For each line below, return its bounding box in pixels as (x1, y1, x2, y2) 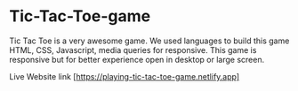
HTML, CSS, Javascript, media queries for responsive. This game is (9, 44, 257, 55)
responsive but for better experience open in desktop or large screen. (9, 54, 265, 64)
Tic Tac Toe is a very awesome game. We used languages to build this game (9, 35, 290, 46)
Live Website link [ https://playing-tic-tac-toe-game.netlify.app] (9, 71, 240, 81)
